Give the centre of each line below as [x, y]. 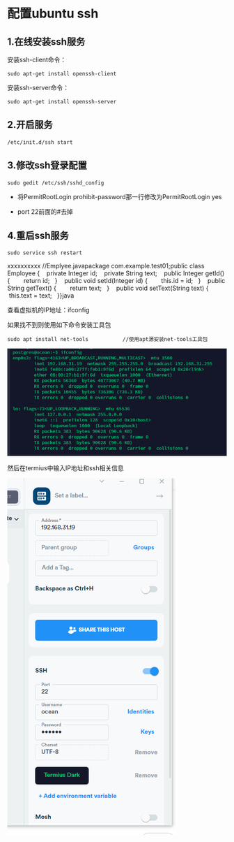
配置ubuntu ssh [53, 14]
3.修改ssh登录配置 [47, 165]
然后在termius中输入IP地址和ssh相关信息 [65, 468]
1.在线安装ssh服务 [46, 42]
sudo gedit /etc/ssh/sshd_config [56, 183]
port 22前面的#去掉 [45, 211]
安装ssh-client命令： [37, 60]
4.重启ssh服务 [38, 236]
